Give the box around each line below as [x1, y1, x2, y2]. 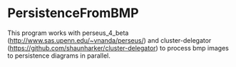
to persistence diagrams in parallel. [7, 51, 111, 60]
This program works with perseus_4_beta [7, 29, 129, 37]
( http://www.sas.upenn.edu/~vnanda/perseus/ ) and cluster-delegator [7, 36, 212, 44]
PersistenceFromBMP [7, 5, 139, 21]
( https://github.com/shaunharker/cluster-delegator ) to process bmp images [7, 43, 230, 52]
